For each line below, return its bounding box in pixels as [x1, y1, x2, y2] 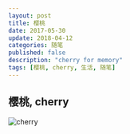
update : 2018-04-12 [8, 33, 73, 42]
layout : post [8, 11, 52, 20]
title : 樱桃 [8, 19, 45, 27]
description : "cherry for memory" [8, 57, 124, 65]
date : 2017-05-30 [8, 26, 66, 34]
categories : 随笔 [8, 41, 64, 49]
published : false [8, 49, 66, 57]
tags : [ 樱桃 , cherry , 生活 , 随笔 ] [8, 64, 116, 72]
